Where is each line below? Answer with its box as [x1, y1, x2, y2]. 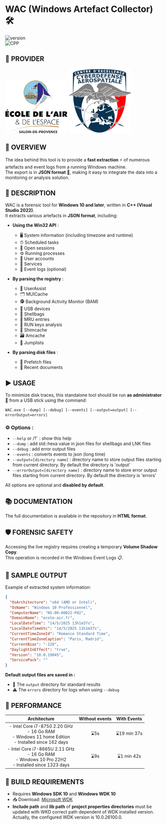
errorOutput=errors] [5, 413, 48, 418]
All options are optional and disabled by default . [5, 482, 105, 488]
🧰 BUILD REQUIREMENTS [5, 778, 84, 786]
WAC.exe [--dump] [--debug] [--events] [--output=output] [5, 408, 128, 413]
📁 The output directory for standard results [12, 681, 101, 687]
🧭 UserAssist [19, 286, 46, 292]
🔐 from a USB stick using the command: [5, 397, 87, 403]
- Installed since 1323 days [12, 762, 70, 768]
